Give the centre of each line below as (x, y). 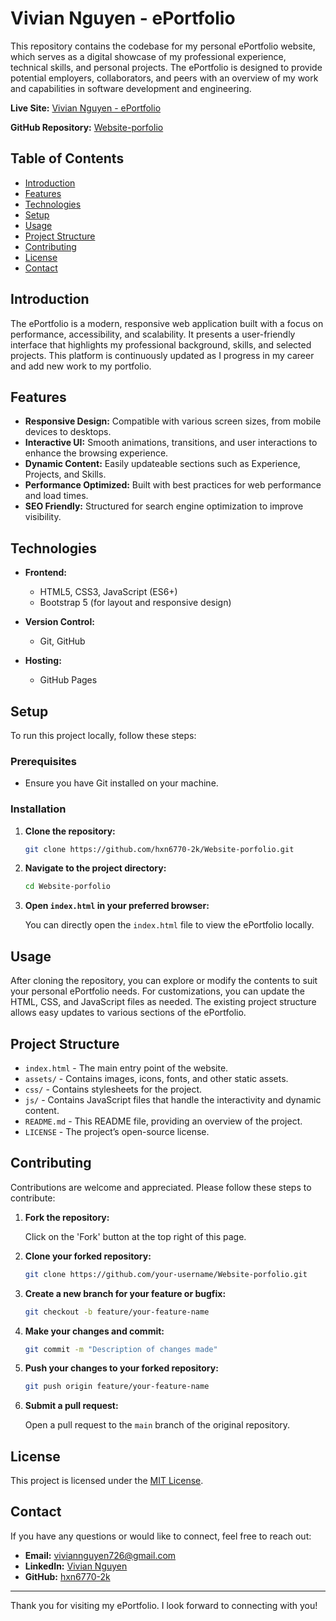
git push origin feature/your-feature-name (117, 1387)
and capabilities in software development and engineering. (131, 88)
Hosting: (43, 661)
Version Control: (59, 622)
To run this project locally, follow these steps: (103, 735)
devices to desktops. (68, 432)
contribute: (33, 1198)
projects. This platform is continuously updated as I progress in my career (162, 355)
